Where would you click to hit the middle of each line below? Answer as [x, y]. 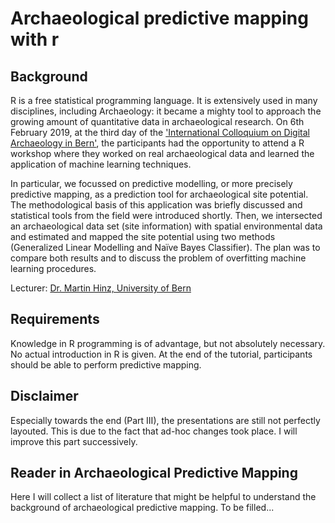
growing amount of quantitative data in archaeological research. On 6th [157, 121]
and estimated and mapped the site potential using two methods [143, 236]
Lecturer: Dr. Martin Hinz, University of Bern [101, 288]
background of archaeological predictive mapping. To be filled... [142, 508]
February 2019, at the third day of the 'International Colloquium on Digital [160, 132]
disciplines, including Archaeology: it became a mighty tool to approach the [166, 111]
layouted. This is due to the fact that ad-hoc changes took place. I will [154, 431]
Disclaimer [44, 396]
